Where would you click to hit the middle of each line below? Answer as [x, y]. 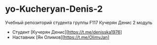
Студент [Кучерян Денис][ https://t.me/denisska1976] [67, 32]
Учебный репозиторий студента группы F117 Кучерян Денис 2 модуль [79, 22]
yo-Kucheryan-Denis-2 [54, 9]
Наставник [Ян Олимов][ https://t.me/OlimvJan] [61, 37]
